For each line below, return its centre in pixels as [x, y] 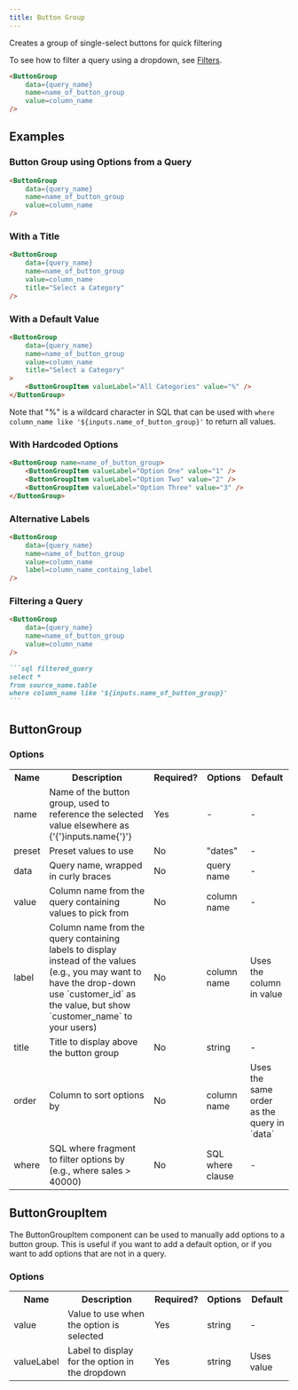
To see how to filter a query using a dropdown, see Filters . [116, 60]
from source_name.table [53, 685]
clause [220, 1176]
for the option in [101, 1362]
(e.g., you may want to [95, 972]
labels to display [82, 949]
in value [266, 994]
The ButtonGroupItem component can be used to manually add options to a [147, 1235]
